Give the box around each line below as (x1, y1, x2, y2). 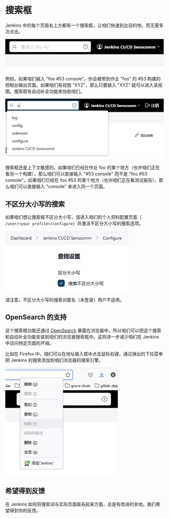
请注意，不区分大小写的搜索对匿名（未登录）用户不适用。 (5, 297, 124, 303)
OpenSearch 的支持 (5, 313, 67, 321)
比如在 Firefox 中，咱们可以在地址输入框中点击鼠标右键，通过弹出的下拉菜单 (5, 351, 163, 357)
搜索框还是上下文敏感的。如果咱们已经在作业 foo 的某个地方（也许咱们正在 (5, 165, 160, 171)
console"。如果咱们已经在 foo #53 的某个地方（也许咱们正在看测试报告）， (5, 177, 159, 183)
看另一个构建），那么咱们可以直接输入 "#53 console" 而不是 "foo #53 (5, 171, 147, 177)
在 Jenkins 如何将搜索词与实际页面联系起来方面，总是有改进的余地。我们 (5, 501, 156, 507)
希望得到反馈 (5, 487, 45, 495)
